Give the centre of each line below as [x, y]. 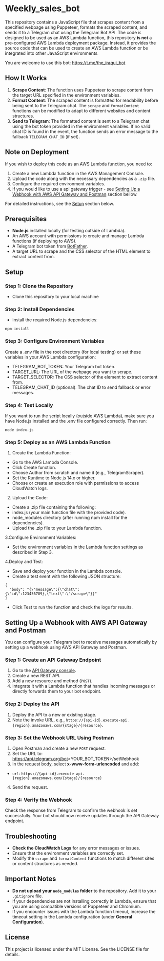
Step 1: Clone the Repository [39, 286]
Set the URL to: [27, 753]
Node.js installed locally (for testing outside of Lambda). [69, 231]
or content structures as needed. [45, 864]
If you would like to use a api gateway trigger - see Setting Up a [76, 189]
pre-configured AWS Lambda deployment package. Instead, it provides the [81, 43]
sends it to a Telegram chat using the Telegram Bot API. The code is [73, 32]
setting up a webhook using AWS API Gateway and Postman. [66, 647]
